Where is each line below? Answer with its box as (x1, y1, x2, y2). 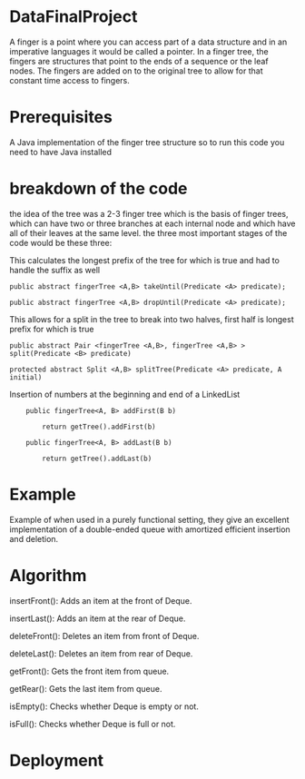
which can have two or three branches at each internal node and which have (9, 218, 296, 229)
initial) (9, 372, 43, 382)
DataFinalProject (9, 6, 138, 27)
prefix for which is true (9, 323, 94, 334)
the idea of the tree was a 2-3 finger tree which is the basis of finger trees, (9, 208, 289, 219)
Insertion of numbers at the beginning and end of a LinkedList (9, 389, 241, 399)
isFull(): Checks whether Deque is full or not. (9, 718, 176, 729)
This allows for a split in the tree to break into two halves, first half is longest (9, 313, 295, 324)
